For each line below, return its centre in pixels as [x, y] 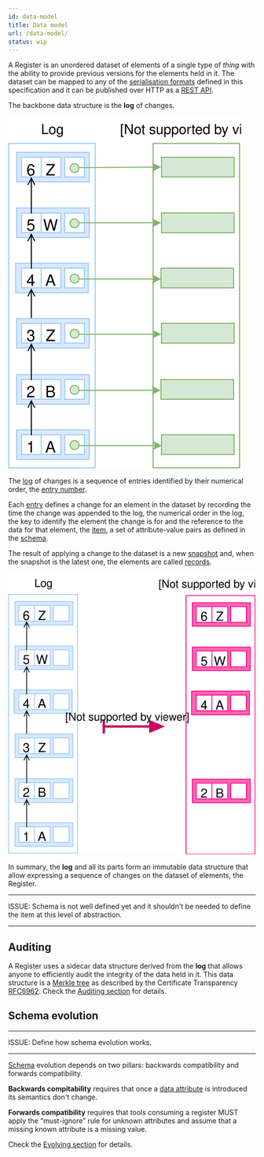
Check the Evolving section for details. [71, 1144]
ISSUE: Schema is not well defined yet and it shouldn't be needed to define [130, 906]
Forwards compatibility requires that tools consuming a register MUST [123, 1112]
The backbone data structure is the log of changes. [92, 106]
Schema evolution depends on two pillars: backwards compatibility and [124, 1065]
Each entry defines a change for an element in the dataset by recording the [130, 505]
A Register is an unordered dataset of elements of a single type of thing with [132, 65]
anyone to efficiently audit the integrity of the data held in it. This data [121, 975]
